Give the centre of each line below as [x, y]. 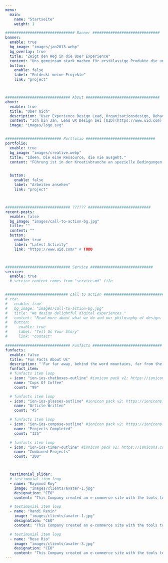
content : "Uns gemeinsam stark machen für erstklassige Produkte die [83, 61]
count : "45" [26, 411]
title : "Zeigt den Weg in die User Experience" [60, 56]
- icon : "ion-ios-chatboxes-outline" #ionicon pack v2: [69, 378]
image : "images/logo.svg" [37, 125]
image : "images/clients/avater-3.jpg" [54, 544]
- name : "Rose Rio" [30, 539]
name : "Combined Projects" [42, 452]
